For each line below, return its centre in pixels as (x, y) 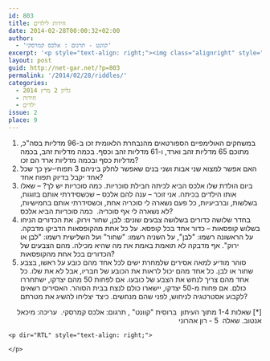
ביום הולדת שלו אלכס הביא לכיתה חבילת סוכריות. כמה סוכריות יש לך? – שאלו (136, 185)
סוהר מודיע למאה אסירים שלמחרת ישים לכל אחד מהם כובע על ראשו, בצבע (133, 262)
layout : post (30, 61)
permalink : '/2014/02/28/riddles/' (68, 75)
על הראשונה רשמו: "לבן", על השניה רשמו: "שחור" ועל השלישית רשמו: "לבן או (137, 237)
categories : (28, 83)
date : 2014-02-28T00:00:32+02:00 (64, 30)
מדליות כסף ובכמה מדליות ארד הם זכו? (79, 160)
